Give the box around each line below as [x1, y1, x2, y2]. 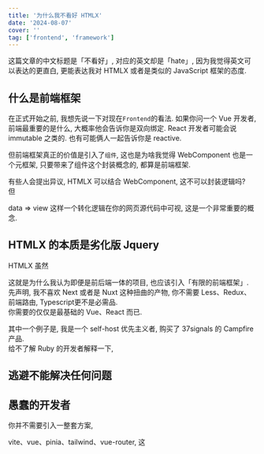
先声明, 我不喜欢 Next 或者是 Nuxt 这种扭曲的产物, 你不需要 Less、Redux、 [8, 287, 251, 296]
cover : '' [8, 26, 41, 34]
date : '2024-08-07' [8, 19, 73, 27]
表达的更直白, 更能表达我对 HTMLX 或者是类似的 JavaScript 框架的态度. [14, 66, 247, 76]
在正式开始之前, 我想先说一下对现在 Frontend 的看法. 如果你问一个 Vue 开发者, [8, 113, 257, 123]
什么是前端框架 [8, 91, 81, 105]
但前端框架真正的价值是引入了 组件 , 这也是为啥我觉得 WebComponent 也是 [8, 151, 247, 160]
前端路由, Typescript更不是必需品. [8, 297, 118, 307]
